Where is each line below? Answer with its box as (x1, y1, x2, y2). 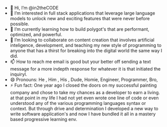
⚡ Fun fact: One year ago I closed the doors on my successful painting (10, 82, 157, 88)
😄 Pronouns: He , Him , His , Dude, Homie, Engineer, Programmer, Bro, (10, 77, 158, 83)
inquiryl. (10, 71, 27, 77)
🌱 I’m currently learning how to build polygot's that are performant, (10, 26, 149, 32)
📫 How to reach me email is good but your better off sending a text (10, 58, 151, 65)
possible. (10, 21, 29, 27)
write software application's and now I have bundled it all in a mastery (10, 111, 156, 117)
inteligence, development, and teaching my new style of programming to (10, 42, 162, 48)
